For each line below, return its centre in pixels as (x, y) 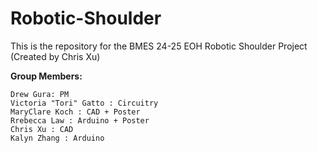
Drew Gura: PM (40, 94)
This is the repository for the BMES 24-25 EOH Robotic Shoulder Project (159, 46)
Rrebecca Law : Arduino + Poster (80, 120)
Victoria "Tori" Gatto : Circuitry (84, 103)
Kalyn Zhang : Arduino (57, 138)
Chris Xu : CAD (42, 129)
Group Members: (46, 76)
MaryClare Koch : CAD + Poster (75, 112)
